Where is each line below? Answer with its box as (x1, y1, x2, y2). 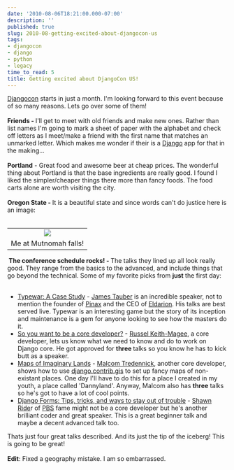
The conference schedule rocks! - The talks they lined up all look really (8, 257, 216, 265)
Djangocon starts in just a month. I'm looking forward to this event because (7, 94, 224, 103)
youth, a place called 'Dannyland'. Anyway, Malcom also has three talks (17, 382, 224, 390)
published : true (7, 23, 54, 30)
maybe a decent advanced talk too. (17, 419, 119, 427)
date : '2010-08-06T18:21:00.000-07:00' (7, 10, 124, 17)
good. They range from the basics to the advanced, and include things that (7, 264, 223, 273)
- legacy (7, 62, 33, 69)
